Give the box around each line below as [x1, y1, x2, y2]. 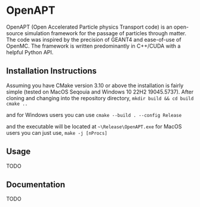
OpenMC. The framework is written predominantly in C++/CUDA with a [6, 42, 181, 50]
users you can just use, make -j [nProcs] [6, 129, 107, 136]
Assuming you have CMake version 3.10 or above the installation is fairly [6, 82, 184, 89]
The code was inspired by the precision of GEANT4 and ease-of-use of [6, 36, 181, 43]
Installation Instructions [6, 66, 97, 76]
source [6, 29, 24, 36]
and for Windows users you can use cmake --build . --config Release [6, 111, 182, 118]
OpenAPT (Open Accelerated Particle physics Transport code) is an [6, 23, 173, 30]
